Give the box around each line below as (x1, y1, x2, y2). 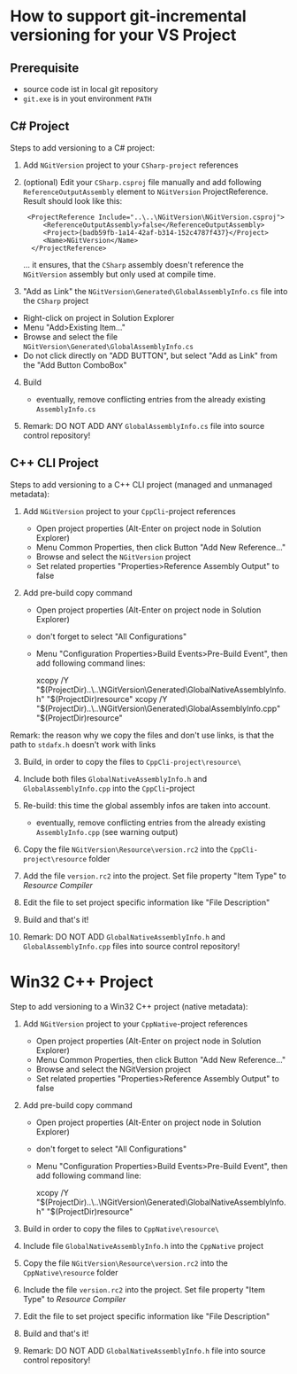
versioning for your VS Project (10, 25, 237, 45)
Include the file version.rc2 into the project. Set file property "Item (22, 1284, 266, 1295)
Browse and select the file (22, 331, 118, 342)
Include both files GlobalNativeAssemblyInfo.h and (22, 773, 208, 784)
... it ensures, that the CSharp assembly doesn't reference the (22, 259, 244, 269)
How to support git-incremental (10, 6, 247, 27)
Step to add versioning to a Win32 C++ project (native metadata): (10, 1001, 248, 1011)
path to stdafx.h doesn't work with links (10, 738, 156, 750)
